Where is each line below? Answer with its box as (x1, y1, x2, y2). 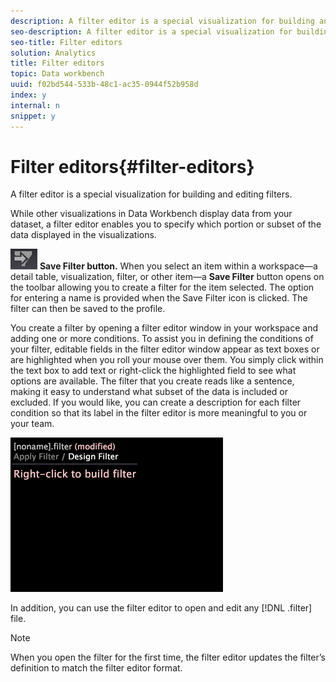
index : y (10, 90, 47, 100)
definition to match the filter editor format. (10, 662, 183, 674)
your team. (10, 418, 55, 430)
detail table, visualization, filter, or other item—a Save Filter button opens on (10, 271, 325, 283)
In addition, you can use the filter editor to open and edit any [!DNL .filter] (10, 602, 313, 614)
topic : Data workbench (10, 69, 105, 79)
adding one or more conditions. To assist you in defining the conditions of (10, 333, 314, 345)
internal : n (10, 100, 60, 110)
